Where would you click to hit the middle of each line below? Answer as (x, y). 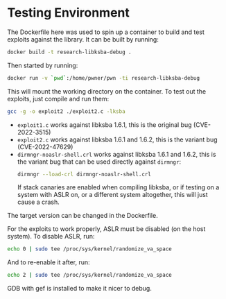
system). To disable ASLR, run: (51, 237)
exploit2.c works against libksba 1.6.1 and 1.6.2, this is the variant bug (117, 139)
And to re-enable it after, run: (49, 262)
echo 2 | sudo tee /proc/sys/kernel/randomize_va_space (89, 275)
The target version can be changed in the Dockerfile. (82, 216)
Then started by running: (43, 65)
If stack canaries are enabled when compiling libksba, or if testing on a (118, 187)
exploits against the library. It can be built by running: (83, 39)
